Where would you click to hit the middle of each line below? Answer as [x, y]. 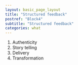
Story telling [24, 48]
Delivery [21, 53]
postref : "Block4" [24, 19]
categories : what [23, 28]
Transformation [28, 58]
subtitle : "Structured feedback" [39, 24]
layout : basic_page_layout [33, 10]
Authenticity [25, 42]
